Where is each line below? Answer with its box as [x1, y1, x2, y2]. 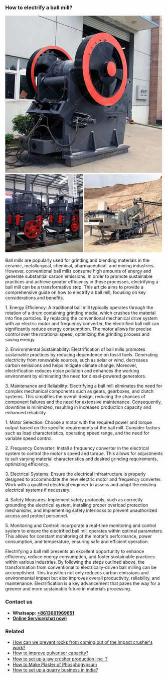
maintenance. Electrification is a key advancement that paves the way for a [5, 580, 160, 586]
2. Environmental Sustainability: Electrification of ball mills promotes [5, 346, 145, 352]
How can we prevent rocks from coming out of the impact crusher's [12, 639, 153, 645]
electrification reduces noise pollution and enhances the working [5, 368, 139, 374]
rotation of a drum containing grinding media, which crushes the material [5, 310, 156, 316]
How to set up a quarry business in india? [12, 666, 98, 673]
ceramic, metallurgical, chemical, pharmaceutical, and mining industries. [5, 263, 155, 269]
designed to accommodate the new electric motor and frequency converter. [5, 476, 162, 482]
